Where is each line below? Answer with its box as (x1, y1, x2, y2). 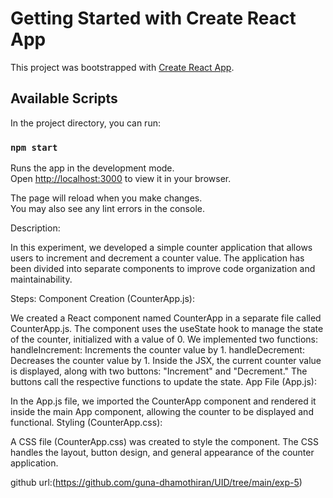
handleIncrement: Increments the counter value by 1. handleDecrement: (10, 344, 305, 356)
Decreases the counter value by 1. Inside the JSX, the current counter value (10, 355, 322, 367)
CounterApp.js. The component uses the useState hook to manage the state (10, 323, 324, 335)
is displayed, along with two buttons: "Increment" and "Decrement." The (10, 365, 308, 377)
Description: (10, 222, 61, 234)
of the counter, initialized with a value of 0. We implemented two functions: (10, 333, 318, 346)
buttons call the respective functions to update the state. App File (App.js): (10, 376, 318, 388)
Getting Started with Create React (10, 7, 297, 30)
